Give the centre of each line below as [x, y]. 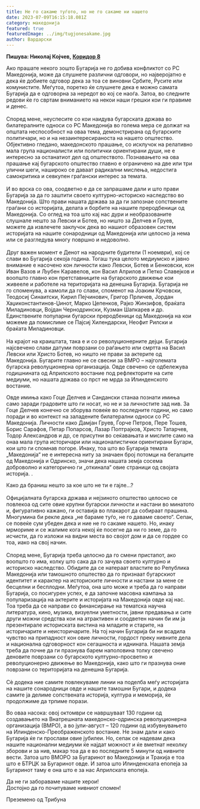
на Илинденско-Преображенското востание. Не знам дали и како [90, 732]
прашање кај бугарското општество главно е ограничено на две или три [99, 163]
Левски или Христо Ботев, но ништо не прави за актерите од [84, 354]
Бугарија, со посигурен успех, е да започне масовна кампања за [90, 593]
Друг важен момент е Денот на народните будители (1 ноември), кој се [98, 252]
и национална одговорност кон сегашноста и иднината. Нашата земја [96, 644]
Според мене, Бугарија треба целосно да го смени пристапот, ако [91, 555]
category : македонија [33, 23]
